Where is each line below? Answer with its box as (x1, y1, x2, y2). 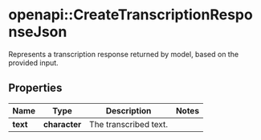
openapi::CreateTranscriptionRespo (8, 6, 253, 24)
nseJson (8, 23, 67, 41)
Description (105, 105, 152, 116)
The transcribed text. (89, 118, 169, 130)
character (43, 118, 82, 130)
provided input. (8, 58, 59, 68)
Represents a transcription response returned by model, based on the (8, 49, 239, 59)
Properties (8, 81, 63, 95)
